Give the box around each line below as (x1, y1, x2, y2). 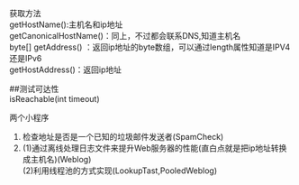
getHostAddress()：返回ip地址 (9, 64, 122, 75)
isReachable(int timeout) (9, 94, 101, 104)
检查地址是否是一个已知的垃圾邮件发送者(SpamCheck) (22, 132, 224, 142)
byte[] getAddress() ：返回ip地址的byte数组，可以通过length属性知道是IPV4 (9, 42, 291, 52)
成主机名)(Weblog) (22, 154, 92, 164)
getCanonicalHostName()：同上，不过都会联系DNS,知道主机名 (9, 31, 241, 41)
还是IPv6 (9, 53, 42, 63)
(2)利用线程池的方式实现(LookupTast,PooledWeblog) (22, 165, 218, 176)
